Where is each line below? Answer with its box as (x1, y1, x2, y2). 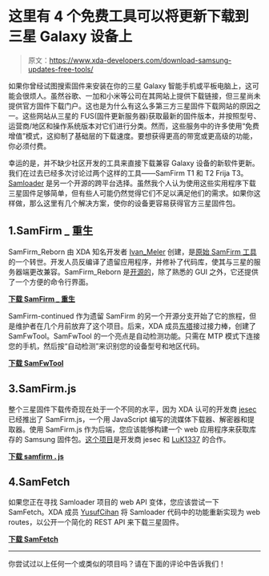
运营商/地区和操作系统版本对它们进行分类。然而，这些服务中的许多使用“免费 (8, 121, 260, 131)
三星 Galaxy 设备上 (8, 27, 133, 46)
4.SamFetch (8, 475, 70, 489)
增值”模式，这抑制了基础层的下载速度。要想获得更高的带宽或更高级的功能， (8, 131, 258, 140)
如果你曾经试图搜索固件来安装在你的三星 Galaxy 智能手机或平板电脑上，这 (8, 81, 252, 91)
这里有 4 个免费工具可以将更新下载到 (8, 7, 250, 26)
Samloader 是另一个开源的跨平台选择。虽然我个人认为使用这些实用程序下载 (8, 178, 256, 188)
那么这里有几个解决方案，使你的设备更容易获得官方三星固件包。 (29, 198, 240, 208)
